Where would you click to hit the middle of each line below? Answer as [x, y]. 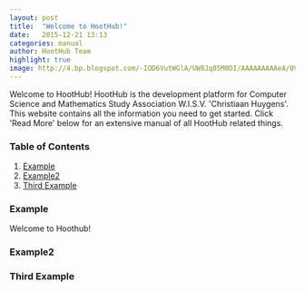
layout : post [34, 18]
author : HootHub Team [50, 52]
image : [22, 69]
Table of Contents [50, 146]
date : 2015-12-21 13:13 [58, 34]
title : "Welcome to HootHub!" [69, 26]
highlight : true [40, 60]
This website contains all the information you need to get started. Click [142, 113]
